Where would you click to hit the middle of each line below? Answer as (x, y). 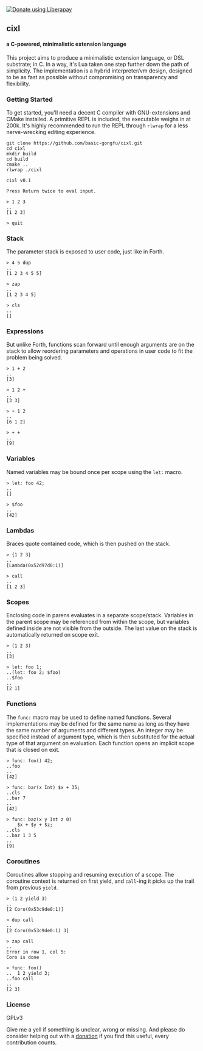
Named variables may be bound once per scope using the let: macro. (95, 472)
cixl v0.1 (19, 180)
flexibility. (18, 83)
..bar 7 (16, 798)
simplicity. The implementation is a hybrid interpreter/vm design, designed (99, 71)
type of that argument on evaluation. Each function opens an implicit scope (100, 743)
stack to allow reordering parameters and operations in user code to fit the (100, 351)
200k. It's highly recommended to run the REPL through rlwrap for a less (97, 126)
